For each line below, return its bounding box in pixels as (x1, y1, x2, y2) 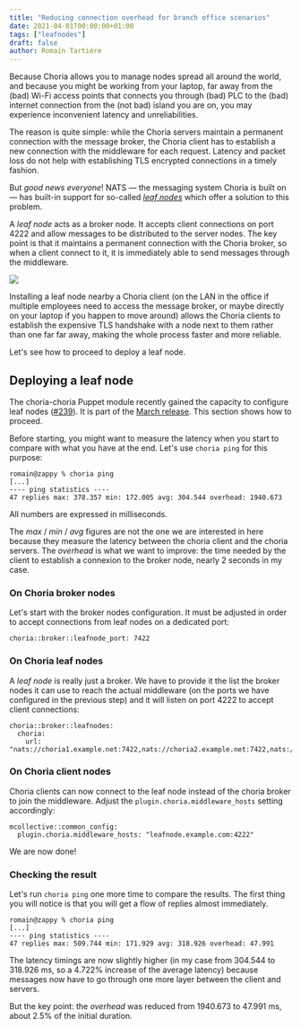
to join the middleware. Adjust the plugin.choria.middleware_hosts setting (9, 795, 284, 806)
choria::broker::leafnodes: (9, 721, 115, 730)
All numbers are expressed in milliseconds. (9, 508, 168, 519)
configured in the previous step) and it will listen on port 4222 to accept (9, 694, 274, 705)
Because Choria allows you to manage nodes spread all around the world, (9, 71, 282, 82)
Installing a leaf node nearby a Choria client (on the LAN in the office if (9, 291, 270, 302)
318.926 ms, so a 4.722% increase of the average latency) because (9, 964, 259, 975)
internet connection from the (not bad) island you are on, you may (9, 100, 253, 110)
